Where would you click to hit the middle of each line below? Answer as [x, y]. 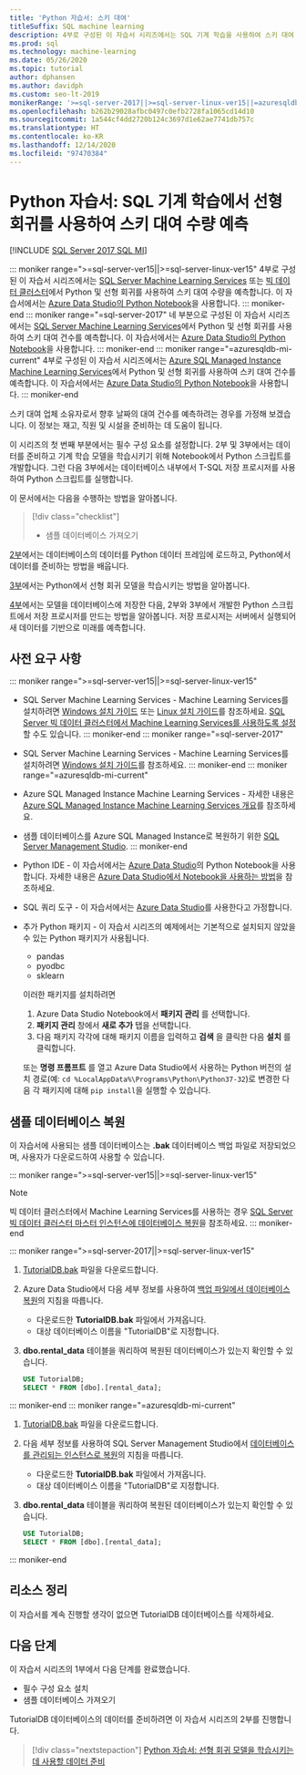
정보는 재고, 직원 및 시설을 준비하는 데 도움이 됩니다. [130, 425]
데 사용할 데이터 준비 [68, 1761]
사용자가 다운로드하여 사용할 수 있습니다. [93, 1157]
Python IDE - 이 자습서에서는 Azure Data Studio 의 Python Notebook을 [151, 865]
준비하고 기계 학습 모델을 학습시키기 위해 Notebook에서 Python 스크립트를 [158, 456]
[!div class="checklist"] [76, 516]
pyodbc [51, 966]
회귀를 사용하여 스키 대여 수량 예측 [129, 224]
